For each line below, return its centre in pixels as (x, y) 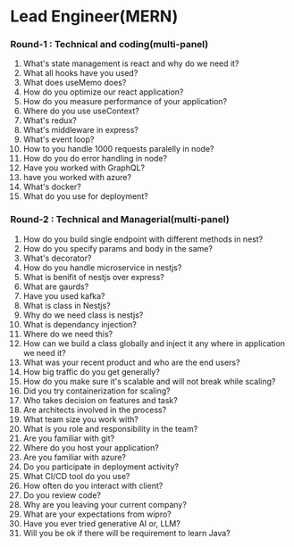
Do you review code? (62, 495)
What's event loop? (59, 139)
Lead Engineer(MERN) (94, 17)
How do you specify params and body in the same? (118, 248)
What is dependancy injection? (80, 324)
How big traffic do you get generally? (91, 371)
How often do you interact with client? (93, 485)
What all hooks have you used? (80, 73)
